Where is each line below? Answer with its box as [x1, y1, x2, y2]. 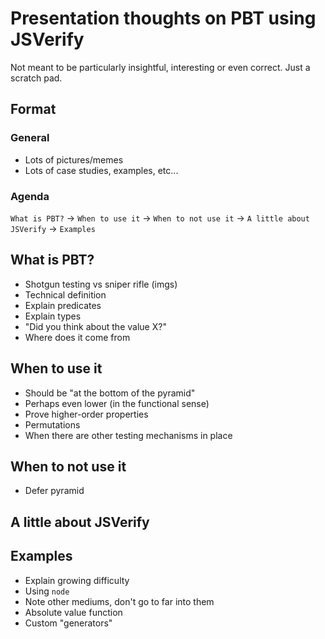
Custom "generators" [24, 617, 113, 629]
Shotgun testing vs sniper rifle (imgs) [24, 278, 178, 290]
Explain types [24, 310, 82, 322]
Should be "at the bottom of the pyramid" [24, 387, 196, 399]
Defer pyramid [24, 485, 85, 497]
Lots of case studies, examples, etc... [24, 164, 179, 176]
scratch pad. [10, 72, 63, 84]
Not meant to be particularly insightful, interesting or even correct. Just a [10, 61, 311, 73]
